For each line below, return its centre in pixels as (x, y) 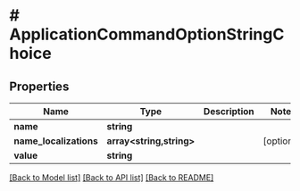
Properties (39, 86)
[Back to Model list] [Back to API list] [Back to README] (112, 178)
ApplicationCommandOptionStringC (147, 34)
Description (229, 111)
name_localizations (56, 141)
